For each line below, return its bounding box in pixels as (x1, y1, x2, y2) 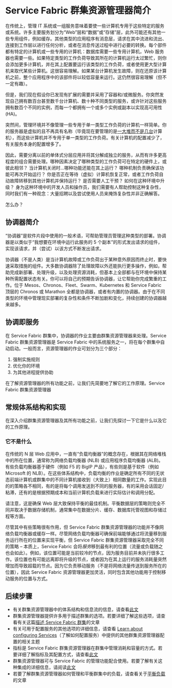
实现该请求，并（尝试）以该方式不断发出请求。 (5, 245, 104, 251)
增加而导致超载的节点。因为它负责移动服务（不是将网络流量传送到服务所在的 (5, 563, 167, 569)
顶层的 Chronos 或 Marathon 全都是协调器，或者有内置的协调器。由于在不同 (5, 288, 165, 295)
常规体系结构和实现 (5, 403, 66, 411)
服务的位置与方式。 (9, 575, 50, 582)
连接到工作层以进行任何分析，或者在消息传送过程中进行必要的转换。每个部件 (5, 42, 167, 48)
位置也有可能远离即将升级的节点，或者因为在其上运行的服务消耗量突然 (18, 556, 167, 562)
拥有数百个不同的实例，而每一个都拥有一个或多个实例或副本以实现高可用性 (5, 104, 162, 111)
